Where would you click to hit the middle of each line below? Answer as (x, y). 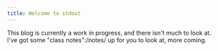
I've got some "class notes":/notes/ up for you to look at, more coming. (107, 40)
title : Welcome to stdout (44, 13)
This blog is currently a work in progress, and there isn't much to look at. (109, 33)
